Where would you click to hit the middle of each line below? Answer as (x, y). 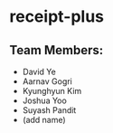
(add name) (44, 120)
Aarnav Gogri (47, 81)
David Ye (39, 71)
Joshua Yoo (45, 100)
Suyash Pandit (49, 110)
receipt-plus (57, 17)
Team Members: (56, 50)
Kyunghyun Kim (52, 91)
